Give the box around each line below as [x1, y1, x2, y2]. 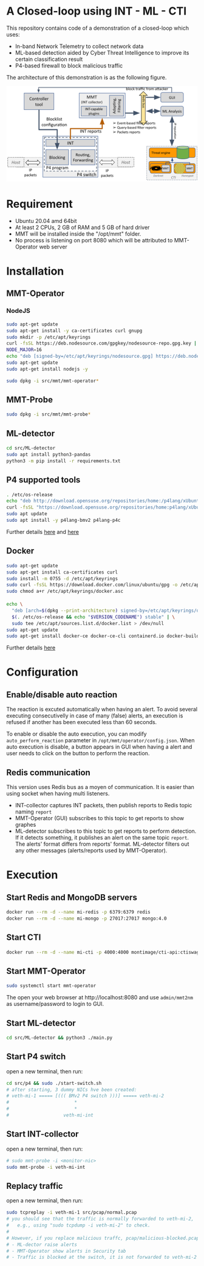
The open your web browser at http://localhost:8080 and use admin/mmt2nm [6, 994, 193, 1001]
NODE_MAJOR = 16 [6, 347, 42, 353]
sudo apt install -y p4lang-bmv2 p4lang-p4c [6, 518, 121, 524]
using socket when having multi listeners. [6, 790, 110, 797]
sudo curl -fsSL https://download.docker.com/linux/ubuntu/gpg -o [6, 582, 178, 588]
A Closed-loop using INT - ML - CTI [6, 4, 187, 18]
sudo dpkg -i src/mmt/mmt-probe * [6, 411, 91, 417]
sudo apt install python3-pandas [6, 451, 91, 457]
